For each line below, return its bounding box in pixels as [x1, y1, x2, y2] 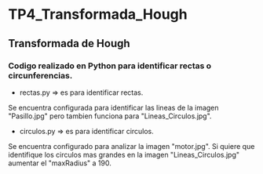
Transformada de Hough [8, 37, 131, 50]
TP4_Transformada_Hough [8, 5, 188, 24]
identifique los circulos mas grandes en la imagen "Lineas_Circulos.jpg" [8, 150, 240, 159]
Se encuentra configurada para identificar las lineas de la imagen [8, 103, 219, 112]
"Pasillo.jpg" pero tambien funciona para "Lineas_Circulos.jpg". [8, 111, 212, 121]
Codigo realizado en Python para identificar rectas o [8, 60, 212, 71]
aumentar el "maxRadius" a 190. [8, 158, 111, 168]
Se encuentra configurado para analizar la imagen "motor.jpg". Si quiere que [8, 141, 255, 150]
